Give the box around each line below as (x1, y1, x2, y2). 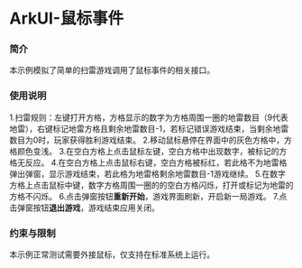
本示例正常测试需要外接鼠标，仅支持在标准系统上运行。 (9, 249, 215, 260)
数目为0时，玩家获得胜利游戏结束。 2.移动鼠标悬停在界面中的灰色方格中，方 (9, 134, 293, 145)
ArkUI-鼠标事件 (9, 8, 124, 29)
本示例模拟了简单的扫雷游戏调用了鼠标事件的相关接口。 (9, 65, 215, 76)
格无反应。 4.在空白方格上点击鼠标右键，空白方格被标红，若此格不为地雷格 (9, 157, 288, 168)
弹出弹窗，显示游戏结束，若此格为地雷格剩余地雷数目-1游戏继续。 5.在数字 (9, 168, 287, 179)
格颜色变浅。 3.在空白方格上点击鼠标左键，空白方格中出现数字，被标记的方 (9, 145, 288, 156)
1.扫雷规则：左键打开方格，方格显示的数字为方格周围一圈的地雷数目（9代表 (9, 112, 288, 123)
